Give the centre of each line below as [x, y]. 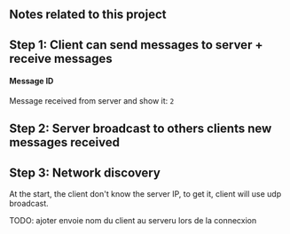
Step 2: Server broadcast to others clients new [141, 129]
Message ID [31, 81]
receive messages [61, 58]
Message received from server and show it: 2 [92, 100]
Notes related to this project [88, 15]
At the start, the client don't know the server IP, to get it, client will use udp [145, 194]
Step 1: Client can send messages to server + [136, 45]
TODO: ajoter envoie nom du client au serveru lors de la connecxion [133, 221]
